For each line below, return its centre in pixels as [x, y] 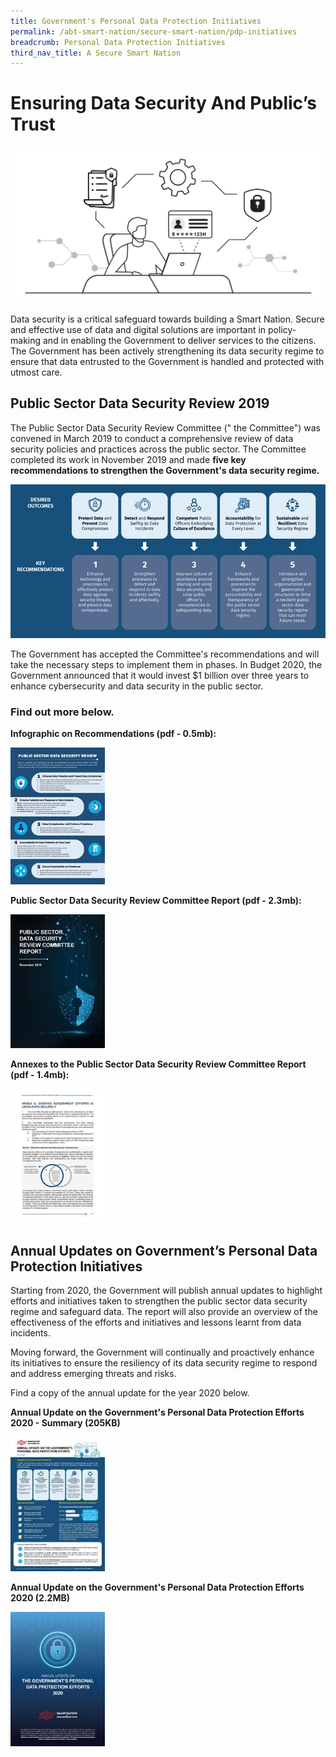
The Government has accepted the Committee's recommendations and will [165, 654]
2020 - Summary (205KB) [65, 1423]
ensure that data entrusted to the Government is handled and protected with [167, 361]
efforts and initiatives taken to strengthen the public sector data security [159, 1301]
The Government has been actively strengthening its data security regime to [167, 351]
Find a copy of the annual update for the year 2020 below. [130, 1393]
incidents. [30, 1333]
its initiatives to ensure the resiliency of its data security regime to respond [164, 1363]
